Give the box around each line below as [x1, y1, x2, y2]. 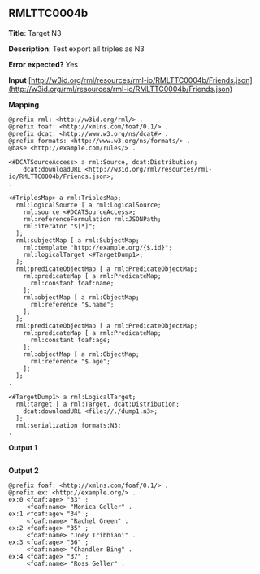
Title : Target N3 [8, 28, 62, 37]
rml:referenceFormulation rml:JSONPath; [23, 215, 162, 223]
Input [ [8, 75, 32, 85]
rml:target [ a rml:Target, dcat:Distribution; [15, 400, 180, 408]
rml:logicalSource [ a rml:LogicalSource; [15, 201, 162, 209]
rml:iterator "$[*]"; [23, 222, 96, 230]
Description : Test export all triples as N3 [8, 44, 145, 54]
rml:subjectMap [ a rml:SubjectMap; [15, 236, 140, 245]
